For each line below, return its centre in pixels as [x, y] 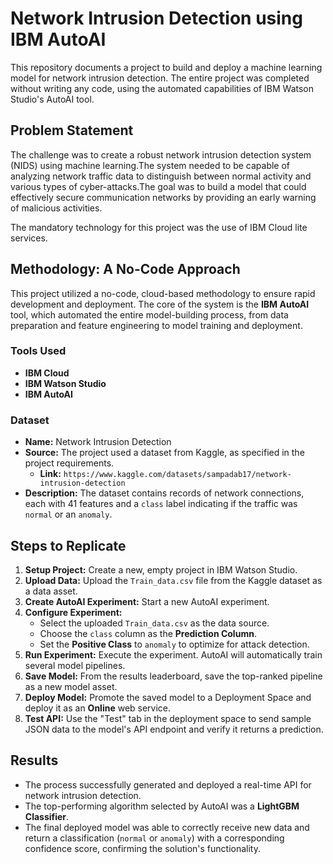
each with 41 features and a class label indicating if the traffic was [161, 504]
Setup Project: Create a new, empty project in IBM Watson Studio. [161, 569]
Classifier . [47, 816]
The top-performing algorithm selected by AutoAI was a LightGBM [162, 806]
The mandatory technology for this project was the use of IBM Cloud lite [159, 227]
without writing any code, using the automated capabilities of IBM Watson [162, 88]
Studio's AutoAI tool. [52, 99]
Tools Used [38, 351]
